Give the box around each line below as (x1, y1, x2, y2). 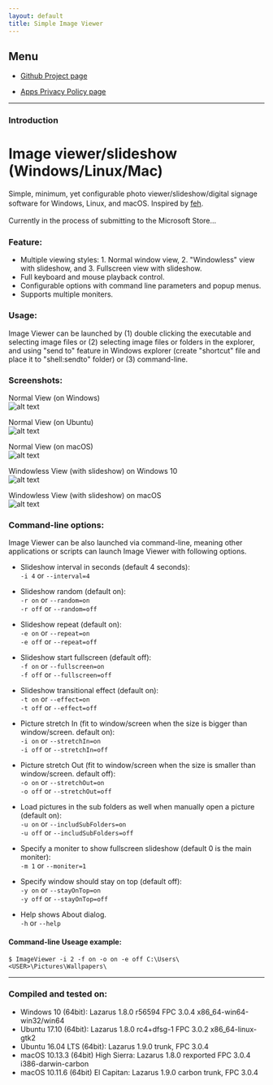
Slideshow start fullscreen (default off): (19, 653, 152, 662)
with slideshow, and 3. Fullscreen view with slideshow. (19, 263, 202, 273)
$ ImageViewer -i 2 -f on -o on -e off (8, 955, 144, 963)
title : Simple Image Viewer (8, 20, 104, 28)
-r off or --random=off (19, 604, 97, 614)
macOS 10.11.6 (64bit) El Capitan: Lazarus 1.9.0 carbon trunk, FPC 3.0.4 (19, 1067, 258, 1077)
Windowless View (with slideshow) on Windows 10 (8, 467, 178, 476)
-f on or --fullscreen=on (19, 662, 105, 671)
